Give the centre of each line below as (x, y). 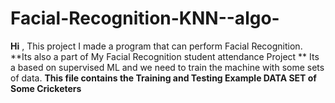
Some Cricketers (46, 88)
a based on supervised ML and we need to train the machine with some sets (167, 67)
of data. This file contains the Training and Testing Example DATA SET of (163, 78)
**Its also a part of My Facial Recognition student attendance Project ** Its (165, 56)
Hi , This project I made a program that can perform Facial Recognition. (156, 46)
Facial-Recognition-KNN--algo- (145, 18)
